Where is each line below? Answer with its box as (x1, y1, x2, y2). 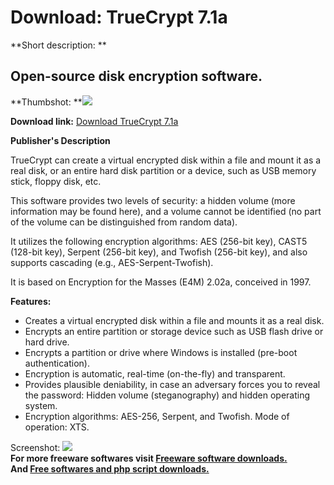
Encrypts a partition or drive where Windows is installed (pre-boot (24, 346, 298, 358)
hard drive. (24, 336, 70, 348)
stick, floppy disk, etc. (10, 175, 102, 187)
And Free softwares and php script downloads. (10, 462, 210, 475)
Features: (10, 295, 52, 307)
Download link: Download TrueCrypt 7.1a (10, 115, 179, 127)
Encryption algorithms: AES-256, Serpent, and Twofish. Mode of (24, 410, 290, 422)
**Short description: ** (10, 39, 107, 51)
